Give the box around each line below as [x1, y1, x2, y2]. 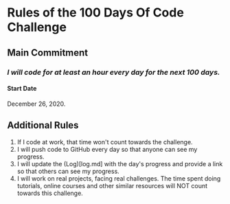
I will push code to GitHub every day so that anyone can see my [16, 145, 198, 153]
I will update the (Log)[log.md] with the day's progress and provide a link [16, 159, 223, 168]
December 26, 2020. [7, 100, 66, 108]
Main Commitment [7, 47, 89, 58]
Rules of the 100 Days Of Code [7, 5, 184, 21]
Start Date [7, 84, 37, 93]
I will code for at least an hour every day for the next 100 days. [7, 67, 220, 77]
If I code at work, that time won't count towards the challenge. [16, 137, 194, 146]
